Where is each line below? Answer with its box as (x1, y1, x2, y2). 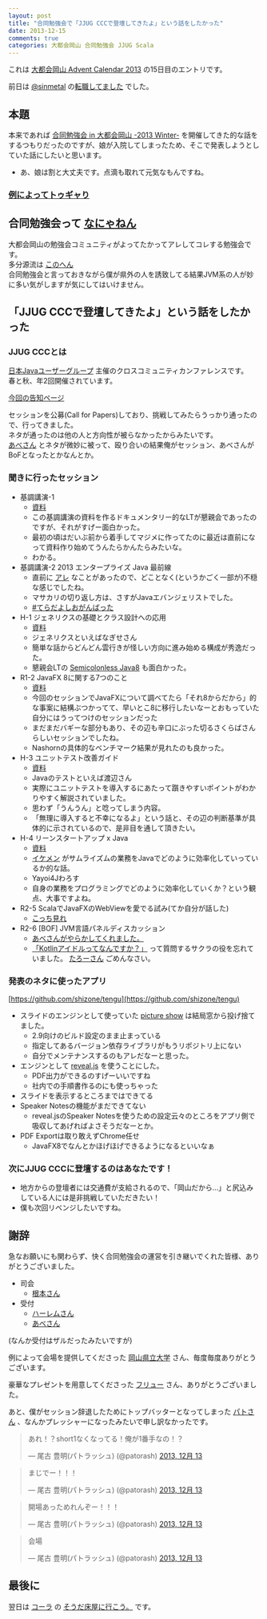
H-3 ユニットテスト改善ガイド (19, 753, 120, 762)
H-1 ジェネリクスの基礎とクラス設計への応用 (19, 612, 166, 622)
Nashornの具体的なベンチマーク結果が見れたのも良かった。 (31, 743, 229, 753)
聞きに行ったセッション (8, 473, 98, 484)
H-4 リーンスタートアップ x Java (19, 833, 129, 842)
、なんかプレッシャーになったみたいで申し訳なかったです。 (17, 1417, 213, 1426)
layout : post (8, 11, 52, 20)
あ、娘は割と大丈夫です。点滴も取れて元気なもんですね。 (19, 167, 209, 177)
